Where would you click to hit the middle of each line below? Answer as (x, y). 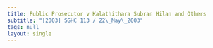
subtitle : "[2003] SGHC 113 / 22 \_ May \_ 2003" (75, 20)
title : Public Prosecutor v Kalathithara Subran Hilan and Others (107, 14)
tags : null (23, 27)
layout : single (30, 34)
